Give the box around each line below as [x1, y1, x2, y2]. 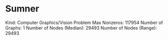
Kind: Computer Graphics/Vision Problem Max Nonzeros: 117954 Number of [5, 19, 163, 25]
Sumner [5, 3, 39, 14]
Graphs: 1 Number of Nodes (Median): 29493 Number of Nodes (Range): [5, 24, 157, 30]
